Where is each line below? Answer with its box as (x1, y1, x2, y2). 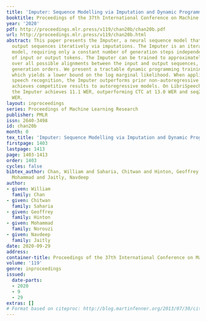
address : (6, 249, 29, 255)
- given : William (6, 186, 51, 192)
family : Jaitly (12, 237, 51, 243)
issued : (6, 271, 26, 278)
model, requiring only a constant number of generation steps (12, 49, 174, 55)
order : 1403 (6, 157, 37, 163)
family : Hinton (12, 214, 51, 221)
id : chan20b (6, 123, 37, 130)
